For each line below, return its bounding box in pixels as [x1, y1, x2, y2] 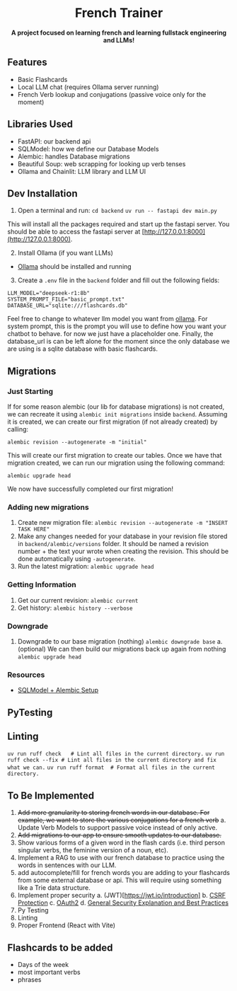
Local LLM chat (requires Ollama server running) [17, 83, 159, 91]
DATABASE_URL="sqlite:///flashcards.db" [7, 302, 129, 309]
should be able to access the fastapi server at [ [7, 228, 145, 236]
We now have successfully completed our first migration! [7, 485, 173, 493]
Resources [7, 670, 45, 680]
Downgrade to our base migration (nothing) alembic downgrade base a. [17, 637, 223, 645]
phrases [17, 975, 42, 984]
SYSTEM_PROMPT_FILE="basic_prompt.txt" [7, 296, 125, 303]
